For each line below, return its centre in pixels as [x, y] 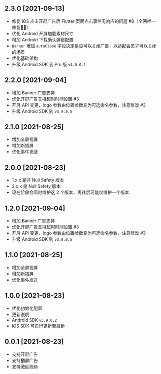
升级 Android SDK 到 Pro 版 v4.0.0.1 [49, 64]
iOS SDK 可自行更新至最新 [38, 326]
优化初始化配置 [27, 308]
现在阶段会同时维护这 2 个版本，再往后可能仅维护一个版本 [70, 192]
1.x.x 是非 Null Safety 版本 [38, 180]
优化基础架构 [25, 58]
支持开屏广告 [25, 354]
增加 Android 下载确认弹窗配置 [43, 39]
